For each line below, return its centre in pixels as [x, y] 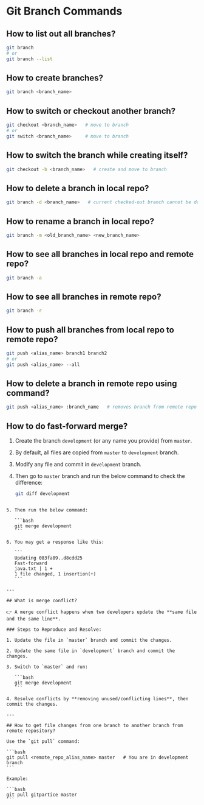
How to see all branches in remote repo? [84, 297]
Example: [17, 779]
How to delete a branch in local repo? [78, 188]
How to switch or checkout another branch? [91, 111]
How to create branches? [55, 78]
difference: [29, 483]
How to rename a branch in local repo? [80, 221]
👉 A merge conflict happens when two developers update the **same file [102, 612]
